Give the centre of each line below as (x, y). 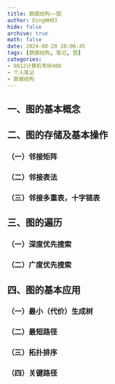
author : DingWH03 (32, 20)
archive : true (28, 33)
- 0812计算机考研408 (34, 66)
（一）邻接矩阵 (32, 157)
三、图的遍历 (35, 222)
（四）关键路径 (32, 373)
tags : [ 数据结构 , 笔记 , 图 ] (44, 53)
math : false (24, 40)
